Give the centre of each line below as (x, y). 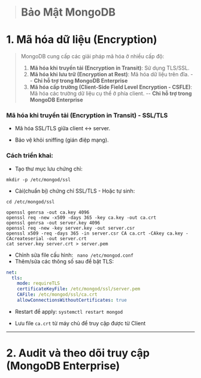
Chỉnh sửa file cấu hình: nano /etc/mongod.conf (74, 255)
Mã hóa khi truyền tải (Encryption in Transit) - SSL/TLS (87, 115)
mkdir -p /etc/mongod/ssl (38, 179)
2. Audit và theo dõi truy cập (78, 353)
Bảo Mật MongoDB (68, 12)
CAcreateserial (25, 238)
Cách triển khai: (30, 155)
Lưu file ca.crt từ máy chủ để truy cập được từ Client (80, 323)
